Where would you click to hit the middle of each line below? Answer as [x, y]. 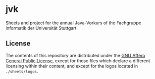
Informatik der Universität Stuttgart [41, 28]
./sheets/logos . [22, 71]
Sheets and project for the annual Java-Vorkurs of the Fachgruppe [74, 23]
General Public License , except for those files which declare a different [78, 61]
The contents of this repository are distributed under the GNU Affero [76, 55]
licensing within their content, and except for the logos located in [72, 66]
